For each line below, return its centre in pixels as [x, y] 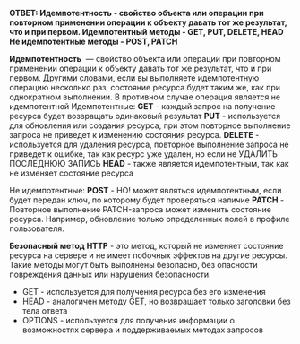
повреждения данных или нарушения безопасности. [111, 274]
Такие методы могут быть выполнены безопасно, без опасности [133, 265]
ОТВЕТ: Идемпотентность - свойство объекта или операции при [137, 13]
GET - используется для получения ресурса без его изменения [144, 292]
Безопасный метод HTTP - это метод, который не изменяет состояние [146, 246]
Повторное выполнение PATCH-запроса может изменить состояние [140, 209]
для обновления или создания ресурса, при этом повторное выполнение [150, 125]
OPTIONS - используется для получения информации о [129, 320]
